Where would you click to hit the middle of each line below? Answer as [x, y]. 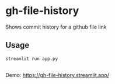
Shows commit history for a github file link [56, 27]
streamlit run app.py [32, 59]
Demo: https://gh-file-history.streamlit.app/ [57, 75]
